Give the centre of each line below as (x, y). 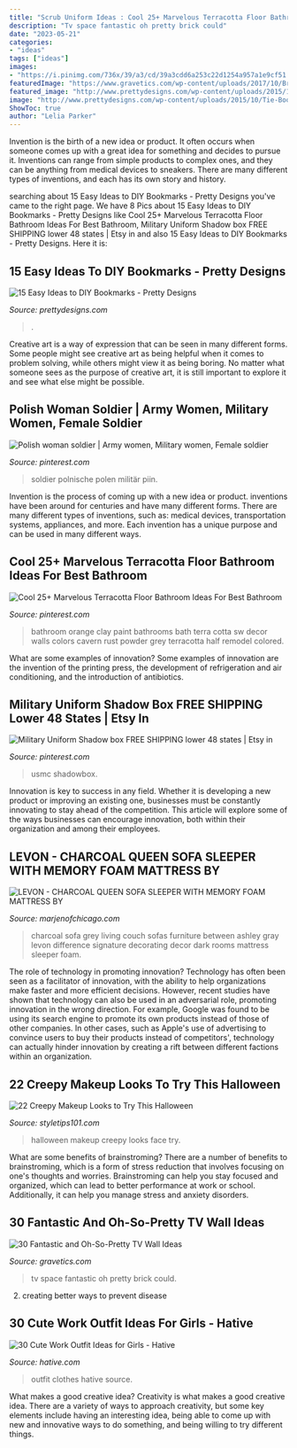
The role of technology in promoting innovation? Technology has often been (147, 972)
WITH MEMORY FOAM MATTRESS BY (115, 871)
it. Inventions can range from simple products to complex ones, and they (141, 160)
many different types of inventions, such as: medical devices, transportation (148, 515)
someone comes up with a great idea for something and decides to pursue (145, 151)
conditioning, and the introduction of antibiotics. (96, 677)
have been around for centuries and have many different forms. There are (143, 505)
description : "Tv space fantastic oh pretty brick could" (118, 26)
